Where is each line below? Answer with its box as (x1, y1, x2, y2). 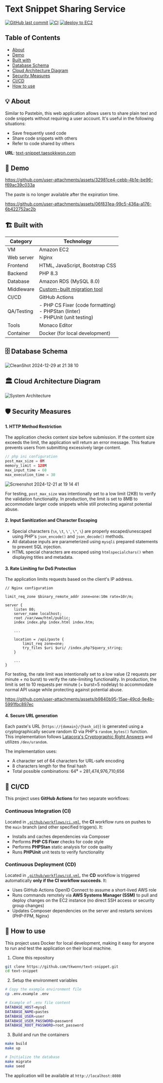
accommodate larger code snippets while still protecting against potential (5, 501, 152, 507)
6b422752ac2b (5, 206, 36, 212)
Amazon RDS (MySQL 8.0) (39, 278, 100, 285)
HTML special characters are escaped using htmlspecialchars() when (12, 549, 154, 555)
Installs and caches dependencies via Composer (12, 833, 110, 839)
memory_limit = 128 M (5, 463, 47, 468)
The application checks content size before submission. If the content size (5, 434, 154, 440)
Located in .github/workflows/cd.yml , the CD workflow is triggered (5, 872, 140, 878)
